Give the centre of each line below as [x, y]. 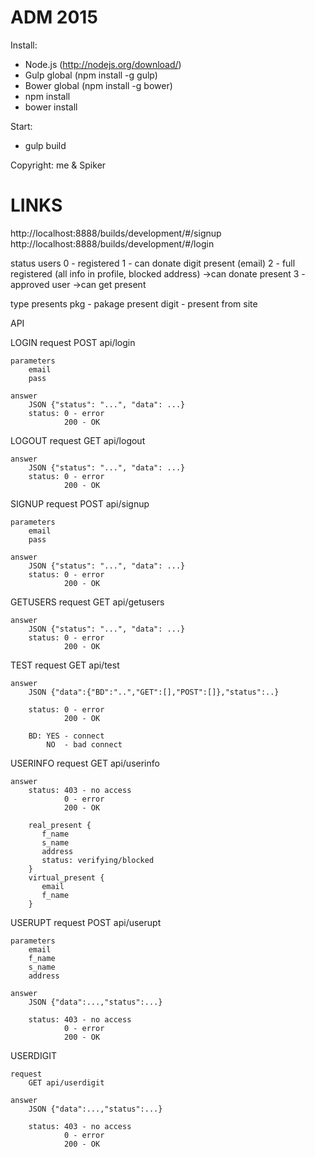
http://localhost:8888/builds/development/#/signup [116, 233]
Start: [21, 126]
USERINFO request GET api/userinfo [85, 763]
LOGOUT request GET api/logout [78, 440]
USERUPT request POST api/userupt [86, 922]
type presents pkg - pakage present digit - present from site [134, 303]
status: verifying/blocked [98, 860]
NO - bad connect [84, 744]
